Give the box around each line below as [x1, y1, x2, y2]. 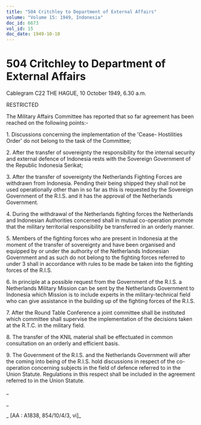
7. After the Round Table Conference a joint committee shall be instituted [6, 309, 185, 316]
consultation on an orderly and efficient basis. [6, 340, 120, 347]
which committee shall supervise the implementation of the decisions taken [6, 316, 193, 323]
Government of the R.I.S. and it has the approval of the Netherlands [6, 193, 173, 200]
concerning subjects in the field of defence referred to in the [31, 364, 181, 372]
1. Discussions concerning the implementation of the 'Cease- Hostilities [6, 131, 183, 138]
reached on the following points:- [6, 119, 89, 127]
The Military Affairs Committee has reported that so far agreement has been [6, 113, 194, 120]
